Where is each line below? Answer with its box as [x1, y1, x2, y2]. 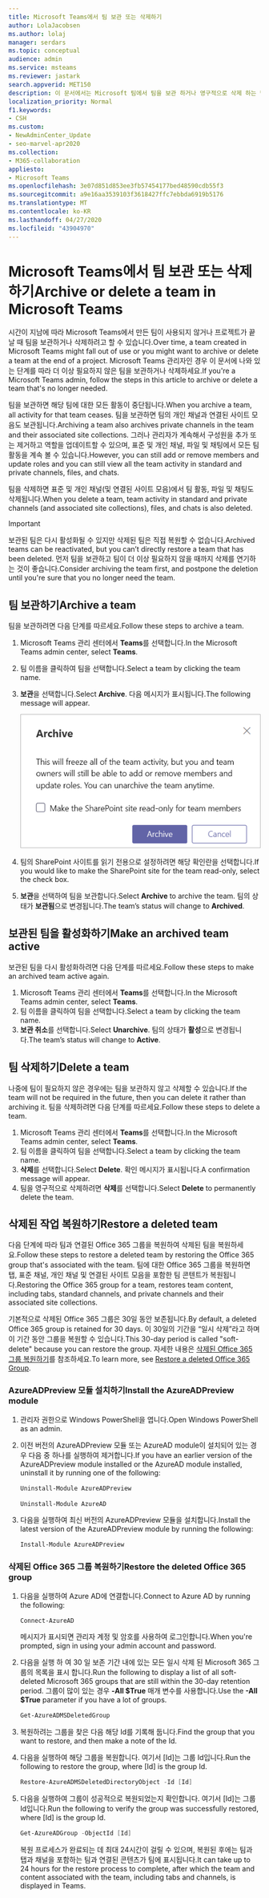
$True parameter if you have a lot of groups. [19, 1695, 167, 1705]
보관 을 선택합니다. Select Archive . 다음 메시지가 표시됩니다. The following [19, 690, 251, 699]
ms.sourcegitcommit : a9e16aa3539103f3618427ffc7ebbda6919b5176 [8, 191, 224, 199]
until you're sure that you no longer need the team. [8, 573, 176, 583]
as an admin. [19, 1423, 62, 1433]
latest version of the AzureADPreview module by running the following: [19, 1524, 254, 1534]
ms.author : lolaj [8, 30, 66, 38]
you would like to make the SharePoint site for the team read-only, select [19, 866, 260, 876]
